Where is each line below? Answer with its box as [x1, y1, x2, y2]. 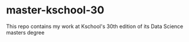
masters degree [6, 29, 45, 36]
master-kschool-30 [6, 3, 105, 17]
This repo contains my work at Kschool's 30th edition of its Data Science [6, 23, 184, 30]
